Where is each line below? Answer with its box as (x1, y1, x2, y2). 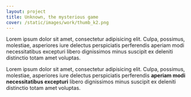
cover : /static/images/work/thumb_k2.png (6, 19, 109, 25)
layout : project (6, 8, 46, 15)
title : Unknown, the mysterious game (6, 14, 99, 20)
